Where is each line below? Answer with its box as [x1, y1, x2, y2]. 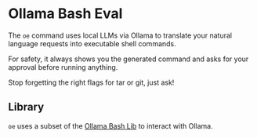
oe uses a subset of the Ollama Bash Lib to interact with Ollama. [8, 121, 213, 130]
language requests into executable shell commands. [8, 38, 176, 48]
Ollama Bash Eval [8, 5, 123, 23]
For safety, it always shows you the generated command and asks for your [8, 54, 249, 64]
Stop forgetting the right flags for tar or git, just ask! [8, 78, 175, 87]
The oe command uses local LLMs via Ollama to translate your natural [8, 31, 233, 40]
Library [8, 100, 45, 114]
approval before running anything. [8, 62, 118, 71]
